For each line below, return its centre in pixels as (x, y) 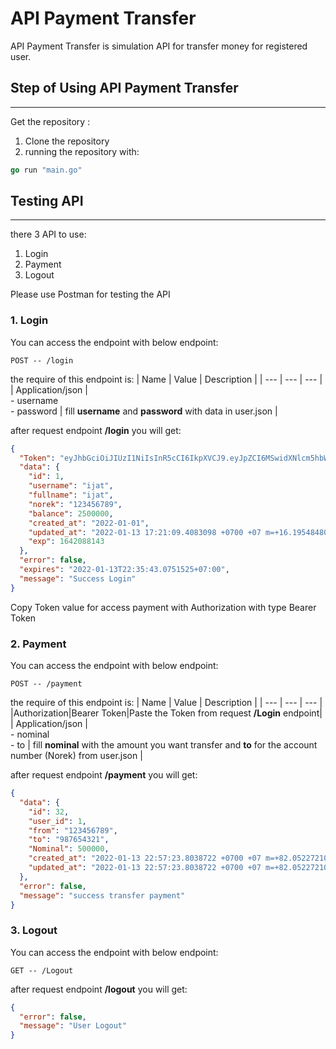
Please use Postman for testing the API (90, 294)
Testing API (47, 201)
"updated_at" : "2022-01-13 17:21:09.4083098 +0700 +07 (145, 532)
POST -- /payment (46, 684)
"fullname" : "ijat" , (71, 495)
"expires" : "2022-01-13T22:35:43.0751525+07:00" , (124, 570)
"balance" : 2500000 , (71, 513)
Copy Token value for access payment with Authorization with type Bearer (163, 607)
